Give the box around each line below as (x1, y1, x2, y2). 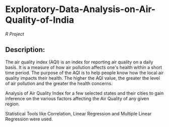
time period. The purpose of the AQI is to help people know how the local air (5, 70, 164, 76)
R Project (5, 31, 24, 37)
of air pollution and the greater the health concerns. (5, 80, 112, 86)
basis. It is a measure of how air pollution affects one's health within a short (5, 64, 162, 70)
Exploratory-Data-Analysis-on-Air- (5, 4, 156, 15)
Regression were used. (5, 116, 53, 122)
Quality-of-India (5, 14, 74, 26)
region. (5, 101, 20, 107)
